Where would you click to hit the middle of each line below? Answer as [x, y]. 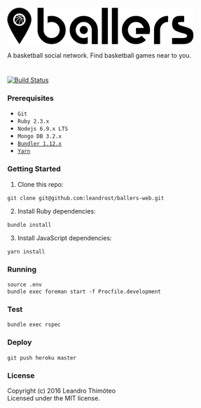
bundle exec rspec [34, 325]
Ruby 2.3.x [33, 121]
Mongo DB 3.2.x [40, 137]
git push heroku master [42, 358]
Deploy [20, 343]
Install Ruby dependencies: [56, 211]
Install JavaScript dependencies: [64, 238]
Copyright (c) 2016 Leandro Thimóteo [62, 390]
